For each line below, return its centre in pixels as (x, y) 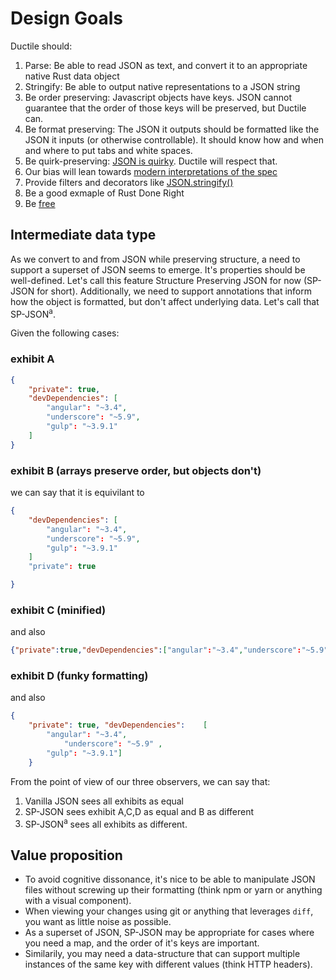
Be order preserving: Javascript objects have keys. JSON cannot (158, 97)
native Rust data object (72, 76)
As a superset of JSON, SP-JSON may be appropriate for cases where (169, 933)
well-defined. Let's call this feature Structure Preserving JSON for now (156, 280)
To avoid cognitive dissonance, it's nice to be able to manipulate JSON (170, 879)
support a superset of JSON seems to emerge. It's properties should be (158, 269)
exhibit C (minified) (58, 610)
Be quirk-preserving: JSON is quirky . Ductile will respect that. (151, 161)
